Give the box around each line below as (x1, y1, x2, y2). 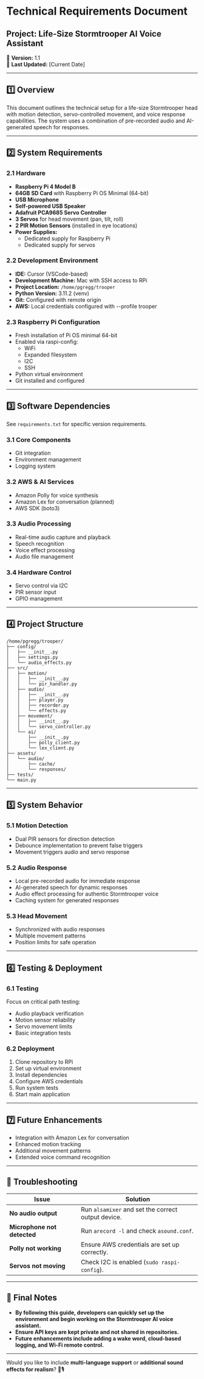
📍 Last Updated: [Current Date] (6, 61, 85, 68)
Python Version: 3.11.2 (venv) (15, 290, 90, 297)
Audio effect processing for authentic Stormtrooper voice (15, 890, 159, 897)
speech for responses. (33, 123, 90, 130)
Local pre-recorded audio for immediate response (15, 877, 141, 885)
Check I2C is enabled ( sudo (81, 1258, 159, 1266)
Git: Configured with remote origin (15, 296, 101, 303)
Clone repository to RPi (15, 1058, 73, 1066)
